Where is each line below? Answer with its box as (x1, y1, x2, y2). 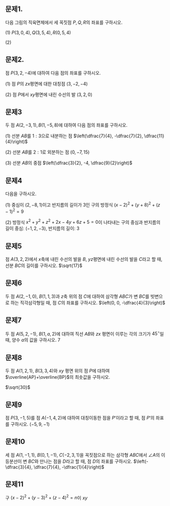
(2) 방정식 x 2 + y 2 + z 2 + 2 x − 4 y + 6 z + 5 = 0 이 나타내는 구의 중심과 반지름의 (5, 218, 161, 225)
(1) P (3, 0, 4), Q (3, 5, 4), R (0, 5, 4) (5, 29, 71, 36)
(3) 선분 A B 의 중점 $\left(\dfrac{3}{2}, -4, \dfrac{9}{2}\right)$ (5, 160, 133, 166)
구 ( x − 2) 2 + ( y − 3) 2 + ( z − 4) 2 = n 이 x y (5, 494, 88, 501)
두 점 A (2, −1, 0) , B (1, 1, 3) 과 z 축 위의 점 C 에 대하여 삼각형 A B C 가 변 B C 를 (5, 293, 150, 299)
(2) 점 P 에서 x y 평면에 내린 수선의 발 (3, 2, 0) (5, 91, 93, 98)
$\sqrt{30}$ (5, 384, 30, 391)
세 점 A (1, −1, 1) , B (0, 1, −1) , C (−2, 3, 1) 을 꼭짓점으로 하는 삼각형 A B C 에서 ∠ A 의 (5, 452, 160, 458)
